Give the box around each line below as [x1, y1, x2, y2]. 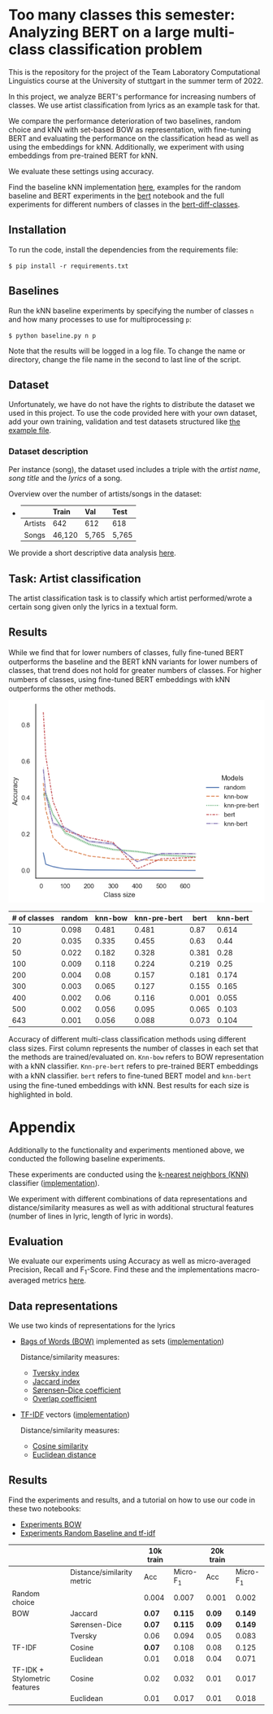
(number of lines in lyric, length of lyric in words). [8, 1211, 173, 1221]
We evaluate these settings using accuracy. [8, 166, 154, 176]
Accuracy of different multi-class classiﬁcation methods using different [8, 1034, 246, 1043]
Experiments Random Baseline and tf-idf [19, 1528, 156, 1537]
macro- [235, 1265, 260, 1275]
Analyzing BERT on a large [8, 23, 190, 42]
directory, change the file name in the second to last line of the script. [8, 354, 241, 364]
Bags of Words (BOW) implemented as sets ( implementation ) [19, 1336, 225, 1346]
